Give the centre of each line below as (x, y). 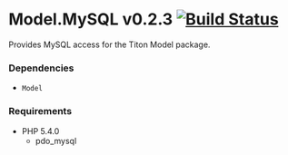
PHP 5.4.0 (40, 131)
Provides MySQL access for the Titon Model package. (109, 44)
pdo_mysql (56, 140)
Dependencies (41, 68)
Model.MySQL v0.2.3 (91, 19)
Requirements (40, 111)
